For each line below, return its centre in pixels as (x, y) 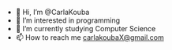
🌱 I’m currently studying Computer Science (86, 29)
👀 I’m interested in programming (68, 20)
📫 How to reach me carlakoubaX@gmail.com (90, 37)
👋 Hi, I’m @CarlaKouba (52, 12)
